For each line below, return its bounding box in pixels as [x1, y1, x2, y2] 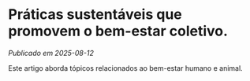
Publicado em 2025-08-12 [8, 48, 95, 57]
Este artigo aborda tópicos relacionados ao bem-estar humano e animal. [8, 63, 243, 72]
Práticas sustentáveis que [8, 6, 183, 24]
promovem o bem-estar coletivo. [8, 22, 229, 40]
